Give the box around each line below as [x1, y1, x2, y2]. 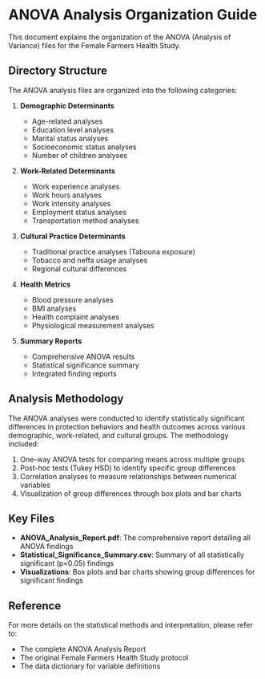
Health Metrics [19, 279, 71, 289]
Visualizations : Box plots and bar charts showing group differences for [19, 567, 255, 577]
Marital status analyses [31, 133, 109, 143]
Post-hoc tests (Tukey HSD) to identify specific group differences [19, 463, 236, 473]
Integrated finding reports [31, 368, 118, 378]
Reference [8, 599, 62, 612]
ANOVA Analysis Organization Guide [8, 6, 258, 24]
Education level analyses [31, 124, 114, 134]
